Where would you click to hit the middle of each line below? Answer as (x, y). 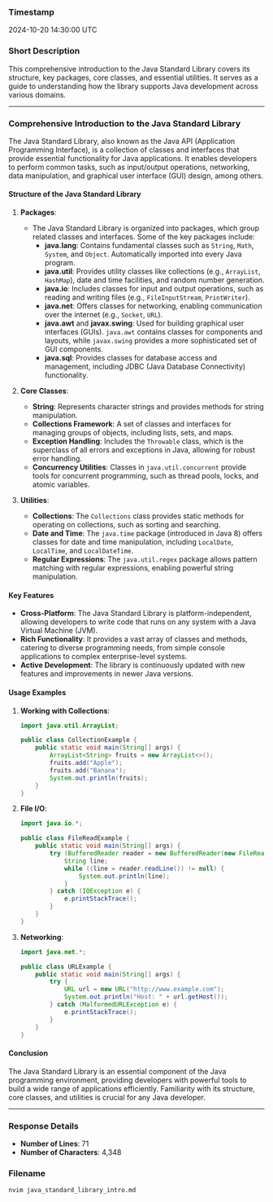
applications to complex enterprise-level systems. (104, 657)
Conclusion (28, 1053)
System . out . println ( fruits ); (99, 778)
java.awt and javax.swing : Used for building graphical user (144, 323)
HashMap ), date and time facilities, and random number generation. (154, 280)
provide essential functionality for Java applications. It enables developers (133, 158)
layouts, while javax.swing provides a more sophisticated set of (151, 341)
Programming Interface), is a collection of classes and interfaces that (124, 150)
